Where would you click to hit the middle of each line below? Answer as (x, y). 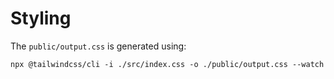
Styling (41, 18)
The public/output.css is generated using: (98, 46)
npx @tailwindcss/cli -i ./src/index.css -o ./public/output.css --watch (167, 64)
